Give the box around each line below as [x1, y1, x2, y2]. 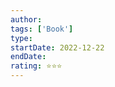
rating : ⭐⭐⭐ [10, 61, 63, 71]
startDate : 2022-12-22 [10, 42, 105, 53]
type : [10, 33, 33, 43]
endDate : [10, 52, 47, 62]
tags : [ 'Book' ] [10, 24, 74, 34]
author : [10, 14, 43, 25]
